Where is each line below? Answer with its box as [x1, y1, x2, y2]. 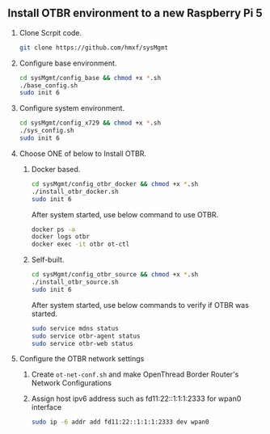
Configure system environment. [19, 103, 125, 113]
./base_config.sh [19, 81, 78, 90]
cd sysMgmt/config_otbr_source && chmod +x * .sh [31, 271, 199, 279]
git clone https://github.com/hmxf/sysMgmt [19, 44, 169, 52]
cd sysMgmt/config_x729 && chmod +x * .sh [19, 119, 162, 128]
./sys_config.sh [19, 127, 74, 135]
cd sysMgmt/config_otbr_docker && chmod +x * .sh [31, 179, 199, 188]
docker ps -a [31, 225, 76, 234]
